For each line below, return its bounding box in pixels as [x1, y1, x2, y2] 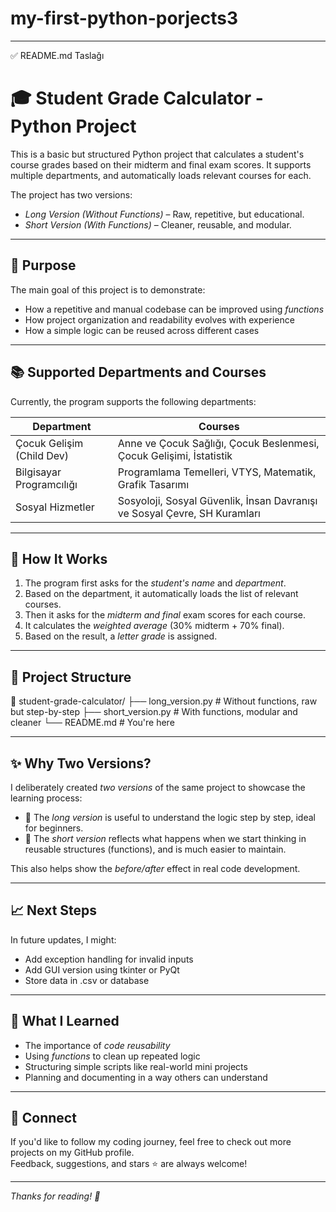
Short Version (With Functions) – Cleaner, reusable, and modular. [24, 218, 292, 231]
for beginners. [24, 822, 84, 834]
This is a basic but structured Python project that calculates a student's [10, 148, 305, 160]
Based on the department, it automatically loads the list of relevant [24, 588, 299, 600]
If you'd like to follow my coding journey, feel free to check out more [10, 1136, 292, 1148]
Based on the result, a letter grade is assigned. [24, 630, 218, 642]
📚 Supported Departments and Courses [10, 364, 267, 381]
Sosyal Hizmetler [15, 500, 95, 514]
